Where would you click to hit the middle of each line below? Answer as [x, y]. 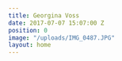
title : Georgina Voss [44, 15]
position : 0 [28, 30]
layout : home [30, 45]
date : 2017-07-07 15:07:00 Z [56, 23]
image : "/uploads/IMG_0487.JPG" [61, 38]
